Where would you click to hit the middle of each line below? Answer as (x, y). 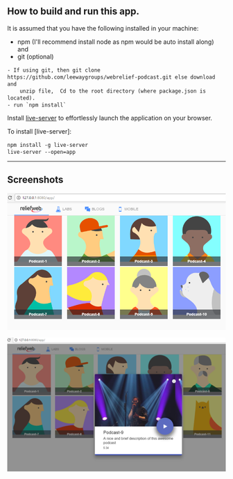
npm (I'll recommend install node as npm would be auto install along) (115, 42)
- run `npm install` (37, 105)
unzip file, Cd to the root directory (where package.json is (113, 91)
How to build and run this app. (74, 11)
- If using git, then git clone (54, 70)
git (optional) (35, 56)
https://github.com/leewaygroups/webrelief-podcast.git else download (111, 77)
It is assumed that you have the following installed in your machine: (103, 28)
